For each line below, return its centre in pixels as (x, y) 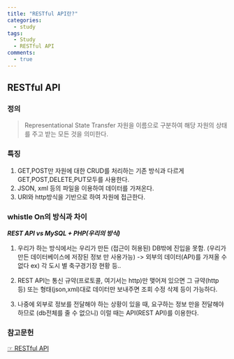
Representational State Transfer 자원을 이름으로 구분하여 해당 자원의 (119, 125)
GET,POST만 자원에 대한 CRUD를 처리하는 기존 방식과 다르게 (101, 170)
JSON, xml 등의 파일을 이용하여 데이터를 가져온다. (86, 188)
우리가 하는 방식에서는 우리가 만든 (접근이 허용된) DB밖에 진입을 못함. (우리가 (122, 248)
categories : (24, 20)
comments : (22, 53)
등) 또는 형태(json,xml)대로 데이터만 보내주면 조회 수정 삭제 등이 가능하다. (117, 289)
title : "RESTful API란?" (43, 14)
